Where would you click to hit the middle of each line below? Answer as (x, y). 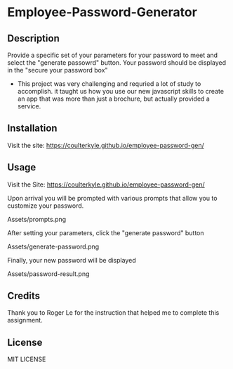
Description (33, 38)
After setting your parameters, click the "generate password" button (106, 232)
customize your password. (46, 206)
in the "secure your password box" (58, 70)
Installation (32, 129)
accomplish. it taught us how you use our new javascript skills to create (121, 91)
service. (29, 106)
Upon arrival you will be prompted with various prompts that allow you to (112, 198)
